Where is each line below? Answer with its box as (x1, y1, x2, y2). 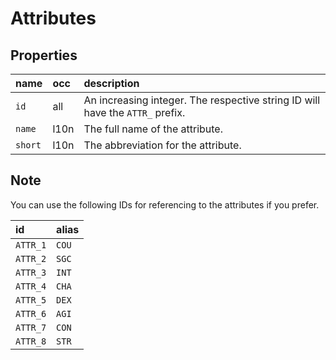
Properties (10, 47, 78, 64)
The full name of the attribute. (83, 122, 223, 136)
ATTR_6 (15, 308, 47, 319)
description (83, 77, 140, 90)
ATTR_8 (15, 335, 47, 347)
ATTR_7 (15, 322, 47, 333)
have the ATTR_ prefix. (83, 106, 186, 119)
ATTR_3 (15, 267, 47, 278)
